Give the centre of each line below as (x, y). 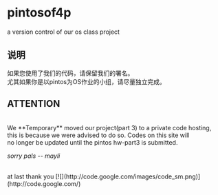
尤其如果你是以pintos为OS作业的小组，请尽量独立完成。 (87, 81)
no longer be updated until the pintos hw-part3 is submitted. (92, 142)
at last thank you (31, 176)
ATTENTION (34, 104)
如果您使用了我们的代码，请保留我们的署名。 (70, 73)
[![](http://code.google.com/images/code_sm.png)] (128, 176)
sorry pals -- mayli (34, 156)
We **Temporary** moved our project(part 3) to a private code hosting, (109, 127)
